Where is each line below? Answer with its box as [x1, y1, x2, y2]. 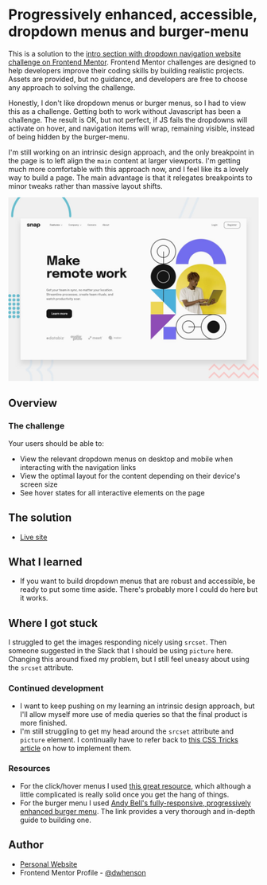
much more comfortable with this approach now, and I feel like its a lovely [8, 164, 249, 174]
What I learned [8, 555, 83, 569]
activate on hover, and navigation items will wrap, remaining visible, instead [8, 123, 255, 133]
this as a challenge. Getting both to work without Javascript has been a [8, 106, 241, 116]
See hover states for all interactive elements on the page [19, 488, 205, 497]
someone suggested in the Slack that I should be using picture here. [8, 646, 234, 656]
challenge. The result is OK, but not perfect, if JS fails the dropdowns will [8, 115, 248, 124]
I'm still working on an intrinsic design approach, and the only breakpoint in [8, 147, 254, 157]
